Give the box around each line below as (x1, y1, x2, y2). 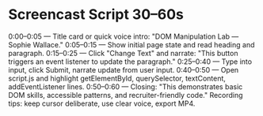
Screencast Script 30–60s (8, 6, 185, 24)
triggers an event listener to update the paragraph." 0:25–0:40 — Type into (8, 57, 252, 66)
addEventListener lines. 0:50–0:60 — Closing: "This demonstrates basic (8, 81, 243, 92)
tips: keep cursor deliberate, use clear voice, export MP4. (8, 99, 196, 108)
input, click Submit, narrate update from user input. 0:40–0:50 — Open (8, 65, 239, 74)
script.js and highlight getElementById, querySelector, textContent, (8, 73, 226, 83)
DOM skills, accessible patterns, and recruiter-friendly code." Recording (8, 90, 243, 99)
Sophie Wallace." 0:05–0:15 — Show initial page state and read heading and (8, 39, 255, 49)
